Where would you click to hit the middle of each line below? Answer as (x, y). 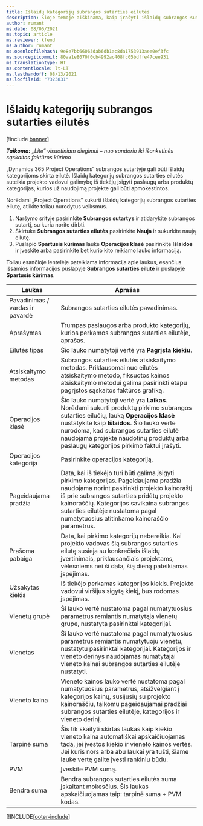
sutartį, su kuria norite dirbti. (50, 225)
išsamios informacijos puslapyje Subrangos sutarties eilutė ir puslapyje (96, 269)
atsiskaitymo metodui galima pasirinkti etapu (124, 383)
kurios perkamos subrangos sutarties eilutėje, (125, 333)
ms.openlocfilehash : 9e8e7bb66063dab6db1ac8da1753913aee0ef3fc (88, 52)
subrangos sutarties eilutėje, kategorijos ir (120, 711)
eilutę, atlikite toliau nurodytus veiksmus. (57, 207)
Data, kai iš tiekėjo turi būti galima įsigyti (118, 473)
